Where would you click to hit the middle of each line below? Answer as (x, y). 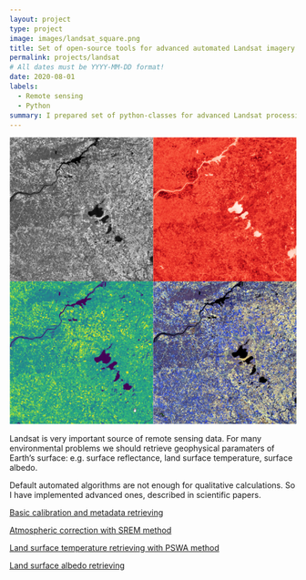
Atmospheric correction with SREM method (91, 530)
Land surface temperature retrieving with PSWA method (115, 548)
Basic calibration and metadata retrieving (87, 513)
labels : (24, 86)
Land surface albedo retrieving (67, 565)
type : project (36, 29)
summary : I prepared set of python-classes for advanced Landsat (136, 115)
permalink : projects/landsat (65, 58)
